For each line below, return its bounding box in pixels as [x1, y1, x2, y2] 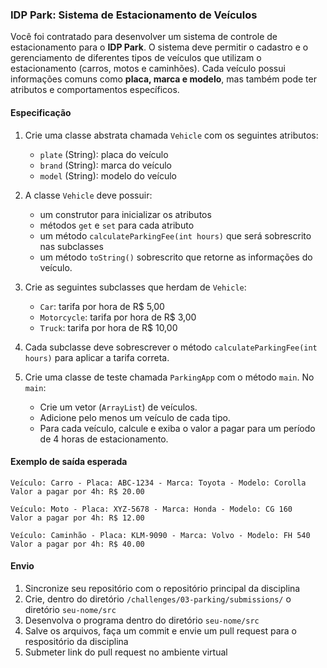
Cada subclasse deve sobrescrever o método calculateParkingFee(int [24, 341, 318, 353]
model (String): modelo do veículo [39, 169, 177, 182]
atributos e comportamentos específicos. [10, 84, 180, 96]
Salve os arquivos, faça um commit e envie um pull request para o [24, 624, 297, 637]
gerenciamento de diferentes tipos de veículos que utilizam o [10, 52, 262, 64]
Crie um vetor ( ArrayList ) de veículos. [39, 401, 198, 413]
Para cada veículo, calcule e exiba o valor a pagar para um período [39, 422, 316, 434]
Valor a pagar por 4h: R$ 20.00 [10, 486, 145, 497]
